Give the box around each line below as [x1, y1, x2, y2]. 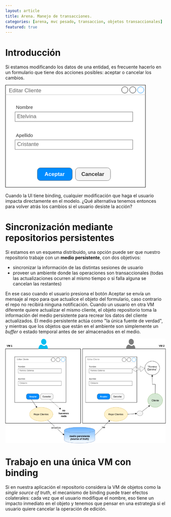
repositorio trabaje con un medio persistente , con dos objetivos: [5, 254, 141, 261]
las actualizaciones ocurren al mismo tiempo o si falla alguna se [12, 275, 147, 281]
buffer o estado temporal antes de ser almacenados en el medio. [5, 328, 141, 335]
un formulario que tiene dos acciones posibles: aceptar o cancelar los [5, 69, 152, 76]
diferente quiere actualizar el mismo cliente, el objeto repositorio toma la [5, 307, 157, 313]
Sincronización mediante [5, 221, 113, 233]
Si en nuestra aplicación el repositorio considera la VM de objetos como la [5, 484, 161, 490]
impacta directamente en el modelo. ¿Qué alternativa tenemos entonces [5, 198, 157, 204]
